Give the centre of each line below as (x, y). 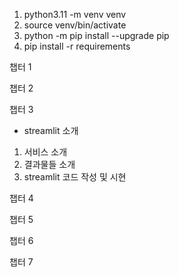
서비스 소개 (45, 152)
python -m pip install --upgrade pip (96, 35)
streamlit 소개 (51, 130)
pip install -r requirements (77, 46)
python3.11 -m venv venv (75, 14)
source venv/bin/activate (75, 25)
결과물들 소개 (49, 164)
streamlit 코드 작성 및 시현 (75, 177)
